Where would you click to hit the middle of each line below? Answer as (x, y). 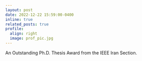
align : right (24, 34)
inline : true (19, 19)
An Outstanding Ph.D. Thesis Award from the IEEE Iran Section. (71, 53)
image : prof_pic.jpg (32, 39)
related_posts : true (27, 24)
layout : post (19, 10)
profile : (15, 29)
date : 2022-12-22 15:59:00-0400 (39, 15)
